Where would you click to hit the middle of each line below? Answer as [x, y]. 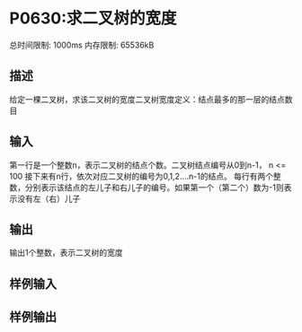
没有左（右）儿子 [49, 198]
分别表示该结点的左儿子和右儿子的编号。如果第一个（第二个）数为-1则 [155, 187]
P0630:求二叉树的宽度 [93, 18]
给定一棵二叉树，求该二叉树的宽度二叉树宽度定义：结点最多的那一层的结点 [147, 99]
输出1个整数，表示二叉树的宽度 [66, 253]
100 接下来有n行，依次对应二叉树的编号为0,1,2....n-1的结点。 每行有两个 [142, 176]
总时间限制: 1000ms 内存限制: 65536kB [82, 45]
